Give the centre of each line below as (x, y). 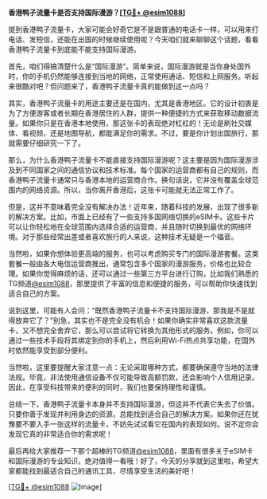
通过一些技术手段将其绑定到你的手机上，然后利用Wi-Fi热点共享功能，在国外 (132, 340)
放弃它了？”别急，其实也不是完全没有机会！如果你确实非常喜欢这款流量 (132, 320)
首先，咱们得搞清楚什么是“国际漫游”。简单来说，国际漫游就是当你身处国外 (130, 66)
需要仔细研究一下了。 (50, 143)
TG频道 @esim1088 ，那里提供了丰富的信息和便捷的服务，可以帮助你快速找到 (133, 283)
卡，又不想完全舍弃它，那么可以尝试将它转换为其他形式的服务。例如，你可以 (133, 330)
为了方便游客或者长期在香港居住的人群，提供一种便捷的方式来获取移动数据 (130, 113)
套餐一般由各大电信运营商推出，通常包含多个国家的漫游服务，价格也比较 (126, 263)
